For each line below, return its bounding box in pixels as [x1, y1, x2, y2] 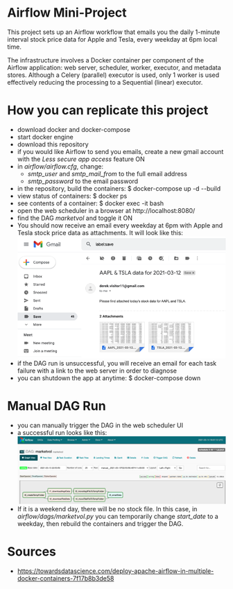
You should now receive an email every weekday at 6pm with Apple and [17, 221, 223, 230]
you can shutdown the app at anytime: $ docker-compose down [17, 373, 201, 382]
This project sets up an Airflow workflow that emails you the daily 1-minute [7, 28, 221, 36]
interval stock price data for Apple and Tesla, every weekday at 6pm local [7, 35, 217, 43]
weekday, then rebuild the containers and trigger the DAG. [17, 519, 184, 528]
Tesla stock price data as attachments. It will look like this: [17, 228, 184, 237]
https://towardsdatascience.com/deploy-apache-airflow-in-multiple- [17, 567, 214, 575]
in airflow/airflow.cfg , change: [17, 162, 104, 171]
